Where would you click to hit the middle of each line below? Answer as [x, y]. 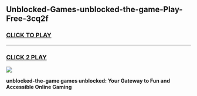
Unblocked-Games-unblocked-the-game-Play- [94, 10]
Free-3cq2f [27, 19]
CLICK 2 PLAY [26, 57]
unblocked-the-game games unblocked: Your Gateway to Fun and [88, 80]
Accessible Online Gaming [39, 87]
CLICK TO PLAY [29, 35]
